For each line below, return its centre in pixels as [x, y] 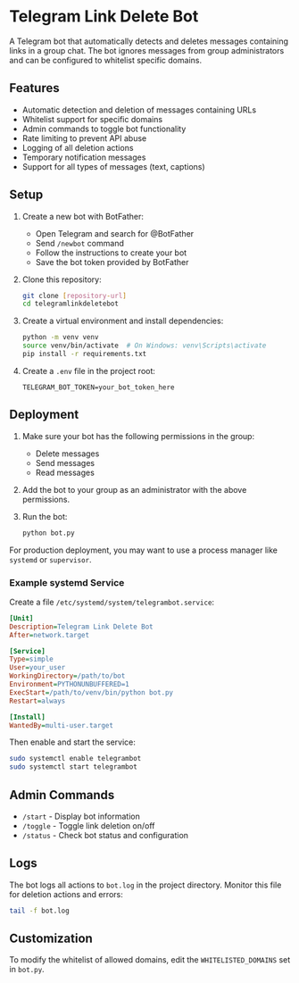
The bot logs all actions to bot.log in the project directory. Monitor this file [145, 885]
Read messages [65, 472]
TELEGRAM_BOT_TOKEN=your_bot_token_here [98, 387]
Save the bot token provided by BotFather [112, 262]
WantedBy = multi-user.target [62, 725]
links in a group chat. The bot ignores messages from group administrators [147, 50]
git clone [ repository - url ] [74, 296]
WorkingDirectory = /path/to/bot [67, 676]
